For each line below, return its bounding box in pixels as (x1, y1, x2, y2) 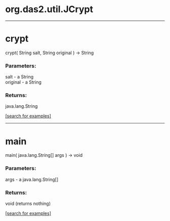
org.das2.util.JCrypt (5, 4, 94, 15)
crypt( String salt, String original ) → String (5, 50, 94, 56)
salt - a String (5, 74, 34, 80)
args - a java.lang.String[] (5, 176, 59, 183)
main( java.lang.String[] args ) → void (5, 152, 83, 158)
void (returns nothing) (5, 201, 51, 206)
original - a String (5, 79, 42, 85)
